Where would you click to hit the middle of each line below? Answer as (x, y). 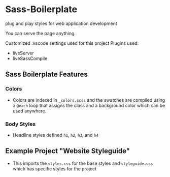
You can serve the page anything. (41, 33)
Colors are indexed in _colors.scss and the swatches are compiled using (89, 100)
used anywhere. (29, 111)
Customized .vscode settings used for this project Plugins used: (72, 43)
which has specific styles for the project (55, 168)
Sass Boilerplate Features (46, 75)
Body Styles (21, 124)
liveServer (23, 53)
